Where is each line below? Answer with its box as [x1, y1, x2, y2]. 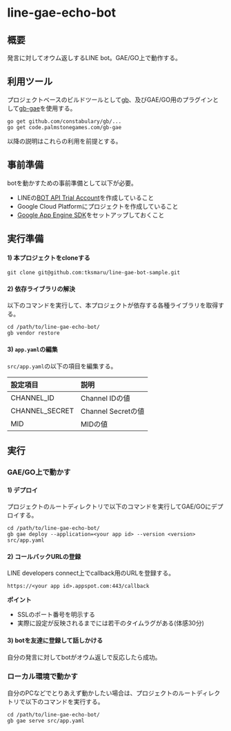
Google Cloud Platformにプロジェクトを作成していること [17, 202, 179, 210]
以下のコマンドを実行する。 [25, 697, 104, 705]
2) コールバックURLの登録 [7, 552, 81, 560]
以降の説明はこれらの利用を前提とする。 [7, 137, 122, 145]
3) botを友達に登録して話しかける [7, 636, 103, 644]
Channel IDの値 [80, 393, 130, 403]
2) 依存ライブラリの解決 [7, 285, 76, 293]
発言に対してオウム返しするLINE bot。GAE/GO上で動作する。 [7, 54, 181, 61]
